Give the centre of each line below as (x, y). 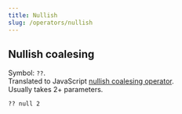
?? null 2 (24, 104)
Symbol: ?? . (27, 73)
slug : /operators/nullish (50, 23)
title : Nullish (33, 15)
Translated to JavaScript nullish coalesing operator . (91, 81)
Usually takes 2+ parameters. (56, 90)
